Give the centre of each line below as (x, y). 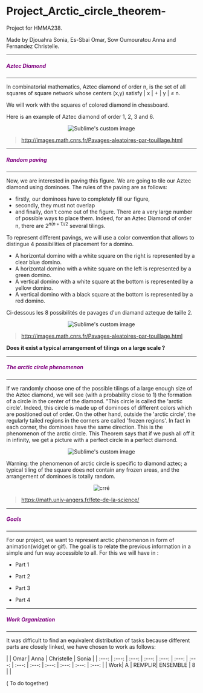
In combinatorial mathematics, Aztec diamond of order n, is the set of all (96, 87)
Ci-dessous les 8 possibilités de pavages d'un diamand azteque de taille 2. (99, 312)
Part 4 (23, 600)
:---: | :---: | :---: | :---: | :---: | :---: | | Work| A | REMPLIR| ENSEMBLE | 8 (105, 665)
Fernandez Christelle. (33, 46)
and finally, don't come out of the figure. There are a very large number (104, 212)
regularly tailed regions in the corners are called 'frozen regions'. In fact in (98, 420)
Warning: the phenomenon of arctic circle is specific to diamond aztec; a (97, 463)
